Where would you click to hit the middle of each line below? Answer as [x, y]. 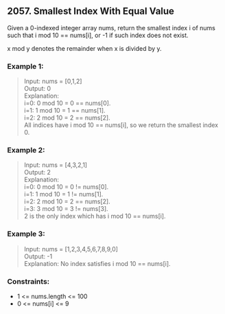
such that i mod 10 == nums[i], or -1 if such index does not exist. [98, 35]
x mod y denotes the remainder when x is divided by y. [85, 48]
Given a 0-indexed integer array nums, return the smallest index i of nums [111, 27]
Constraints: [28, 281]
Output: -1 [38, 256]
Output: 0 [37, 89]
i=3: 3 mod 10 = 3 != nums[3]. [66, 209]
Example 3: [26, 234]
